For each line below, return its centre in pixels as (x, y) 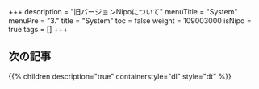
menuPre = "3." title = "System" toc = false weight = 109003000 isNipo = (130, 21)
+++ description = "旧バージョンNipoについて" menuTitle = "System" (123, 12)
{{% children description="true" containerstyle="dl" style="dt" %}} (120, 76)
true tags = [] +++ (38, 29)
